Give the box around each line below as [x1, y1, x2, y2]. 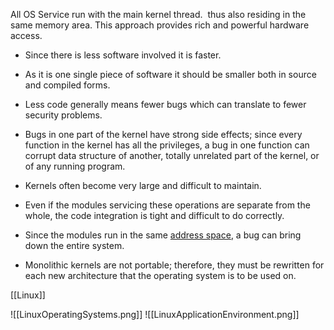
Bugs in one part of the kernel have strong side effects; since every [24, 129, 303, 140]
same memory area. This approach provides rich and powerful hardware [10, 19, 310, 31]
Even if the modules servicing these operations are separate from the [24, 199, 311, 211]
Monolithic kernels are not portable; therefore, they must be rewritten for [24, 259, 325, 271]
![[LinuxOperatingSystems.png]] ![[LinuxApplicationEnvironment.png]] [10, 309, 300, 320]
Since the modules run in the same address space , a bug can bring [24, 229, 302, 241]
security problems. [24, 109, 103, 121]
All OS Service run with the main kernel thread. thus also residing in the [10, 9, 307, 20]
